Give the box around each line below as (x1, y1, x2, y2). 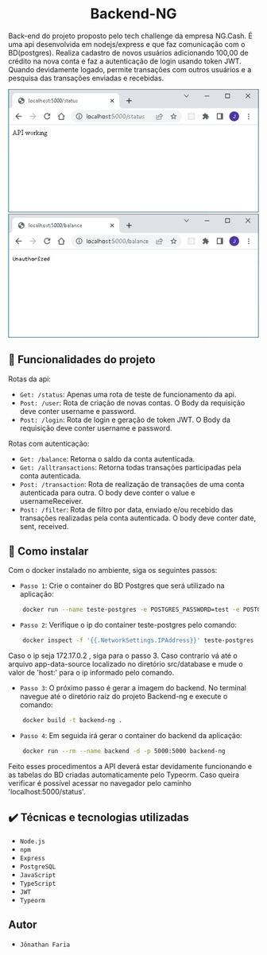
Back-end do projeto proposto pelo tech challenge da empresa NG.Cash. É (8, 31, 253, 41)
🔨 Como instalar (8, 544, 89, 558)
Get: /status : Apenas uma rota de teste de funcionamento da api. (19, 389, 237, 399)
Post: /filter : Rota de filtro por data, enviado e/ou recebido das (19, 505, 234, 514)
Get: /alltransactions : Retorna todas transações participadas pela (19, 462, 242, 472)
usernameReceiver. (19, 496, 83, 505)
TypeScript (19, 880, 56, 887)
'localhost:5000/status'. (8, 787, 86, 796)
